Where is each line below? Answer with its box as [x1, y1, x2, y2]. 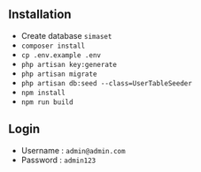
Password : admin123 [20, 154, 97, 165]
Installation [8, 7, 72, 22]
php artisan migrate [20, 70, 97, 79]
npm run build [20, 97, 73, 107]
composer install [20, 41, 86, 50]
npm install [20, 88, 66, 97]
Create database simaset [20, 30, 112, 41]
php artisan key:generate [20, 60, 117, 69]
